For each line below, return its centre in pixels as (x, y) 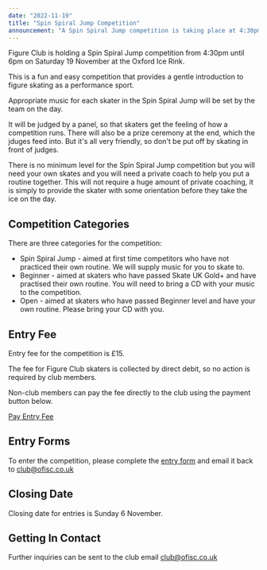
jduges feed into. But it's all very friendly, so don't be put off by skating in (128, 142)
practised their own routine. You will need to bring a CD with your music (137, 284)
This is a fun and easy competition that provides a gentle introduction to (126, 77)
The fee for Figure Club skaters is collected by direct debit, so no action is (129, 369)
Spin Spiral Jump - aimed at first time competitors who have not (124, 258)
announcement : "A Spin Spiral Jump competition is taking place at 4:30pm (135, 30)
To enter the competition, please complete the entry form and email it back (131, 460)
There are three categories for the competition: (85, 243)
